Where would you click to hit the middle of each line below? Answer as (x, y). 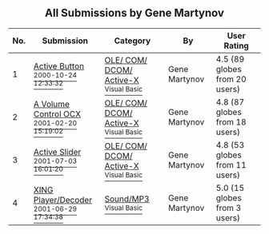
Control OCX (57, 113)
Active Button (59, 65)
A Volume (52, 104)
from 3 (229, 208)
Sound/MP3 (127, 199)
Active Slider (57, 152)
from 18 (231, 121)
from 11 (231, 165)
